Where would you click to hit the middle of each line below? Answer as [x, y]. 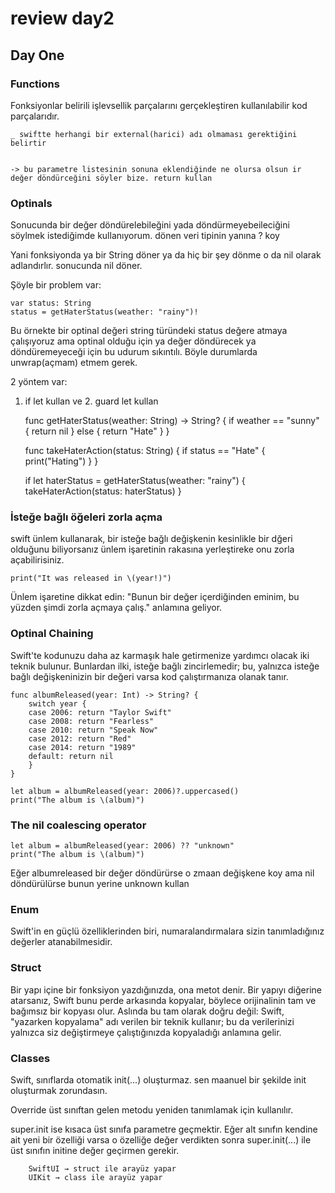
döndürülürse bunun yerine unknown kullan [100, 884]
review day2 [62, 18]
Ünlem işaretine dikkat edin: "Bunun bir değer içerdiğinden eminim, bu [155, 597]
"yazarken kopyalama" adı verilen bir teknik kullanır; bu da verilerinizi [152, 1021]
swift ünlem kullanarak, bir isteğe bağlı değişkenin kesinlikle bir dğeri [151, 539]
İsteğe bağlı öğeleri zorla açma [86, 517]
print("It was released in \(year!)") [91, 578]
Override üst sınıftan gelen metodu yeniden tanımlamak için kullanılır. [152, 1109]
